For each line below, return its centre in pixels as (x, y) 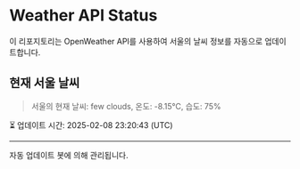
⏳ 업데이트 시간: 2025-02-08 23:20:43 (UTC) (91, 125)
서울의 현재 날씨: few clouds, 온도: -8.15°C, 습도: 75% (126, 106)
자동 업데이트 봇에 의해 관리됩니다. (69, 155)
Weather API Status (83, 16)
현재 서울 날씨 (45, 83)
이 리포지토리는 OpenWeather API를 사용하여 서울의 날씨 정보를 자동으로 (136, 41)
